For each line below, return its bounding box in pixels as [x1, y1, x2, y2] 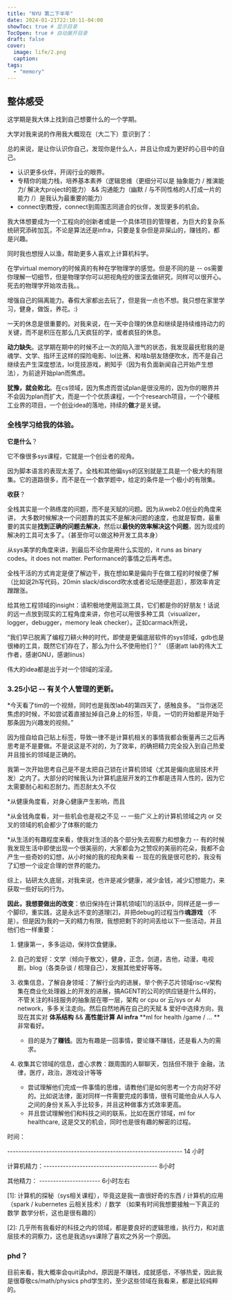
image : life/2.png [13, 49, 67, 56]
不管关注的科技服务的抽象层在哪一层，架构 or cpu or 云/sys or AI [17, 995, 202, 1003]
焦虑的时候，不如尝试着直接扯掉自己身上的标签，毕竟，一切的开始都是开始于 [7, 710, 225, 718]
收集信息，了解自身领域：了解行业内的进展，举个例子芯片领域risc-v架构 [17, 978, 222, 986]
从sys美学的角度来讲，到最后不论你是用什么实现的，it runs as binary [7, 545, 202, 554]
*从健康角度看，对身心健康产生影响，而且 [7, 797, 126, 805]
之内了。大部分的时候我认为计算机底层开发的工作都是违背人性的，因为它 [19, 773, 225, 782]
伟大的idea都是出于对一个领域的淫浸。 [7, 665, 117, 673]
